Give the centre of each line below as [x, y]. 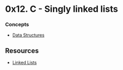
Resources [22, 51]
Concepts [17, 25]
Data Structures [28, 35]
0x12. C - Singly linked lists [62, 9]
